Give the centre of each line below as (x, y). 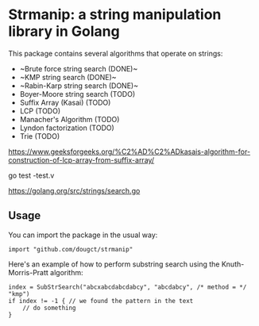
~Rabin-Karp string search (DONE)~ (79, 86)
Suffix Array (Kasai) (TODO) (65, 102)
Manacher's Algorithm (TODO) (70, 119)
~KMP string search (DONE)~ (68, 77)
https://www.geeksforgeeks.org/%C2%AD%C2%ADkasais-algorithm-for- (129, 151)
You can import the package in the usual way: (83, 235)
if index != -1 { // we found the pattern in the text (101, 301)
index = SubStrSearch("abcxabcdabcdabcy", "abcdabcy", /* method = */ (128, 287)
